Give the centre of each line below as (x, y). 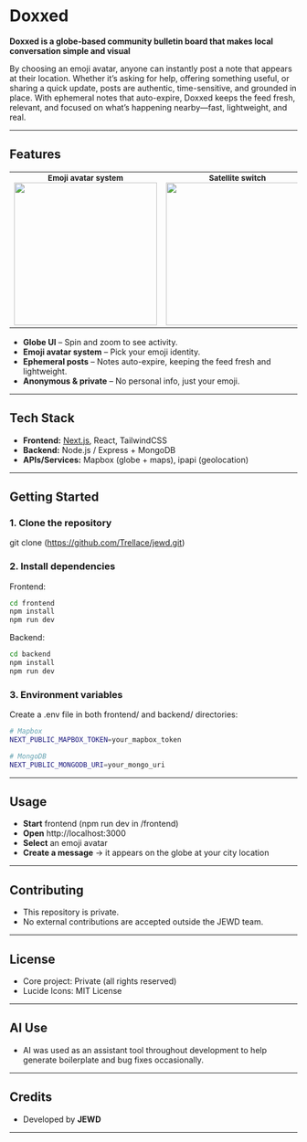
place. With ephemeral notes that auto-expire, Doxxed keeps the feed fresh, (152, 98)
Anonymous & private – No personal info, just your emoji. (131, 381)
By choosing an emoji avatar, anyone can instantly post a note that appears (151, 69)
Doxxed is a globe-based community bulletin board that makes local (142, 41)
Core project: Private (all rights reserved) (100, 981)
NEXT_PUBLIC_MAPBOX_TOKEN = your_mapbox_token (95, 740)
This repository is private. (71, 912)
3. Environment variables (66, 694)
